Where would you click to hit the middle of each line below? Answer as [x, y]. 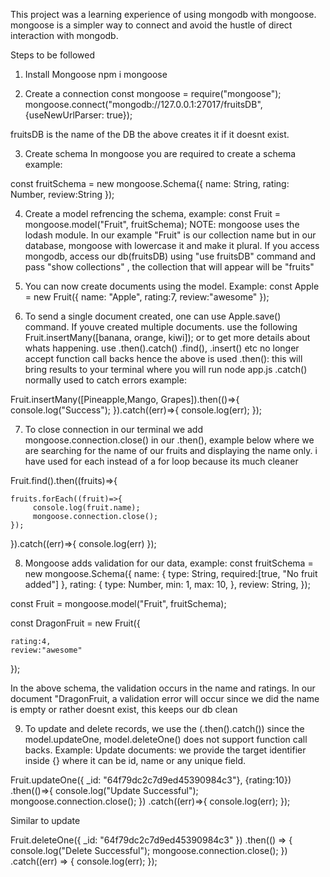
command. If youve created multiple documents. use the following [161, 327]
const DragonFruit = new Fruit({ [75, 623]
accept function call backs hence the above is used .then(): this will [163, 358]
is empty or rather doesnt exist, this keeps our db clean [124, 709]
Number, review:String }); [62, 194]
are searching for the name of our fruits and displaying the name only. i [171, 450]
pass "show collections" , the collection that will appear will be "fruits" [169, 267]
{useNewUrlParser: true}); [78, 115]
